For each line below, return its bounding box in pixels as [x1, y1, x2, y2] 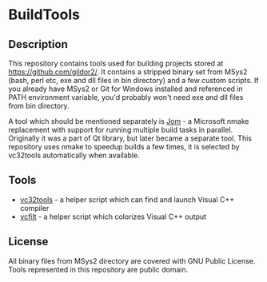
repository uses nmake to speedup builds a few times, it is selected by [8, 142, 240, 151]
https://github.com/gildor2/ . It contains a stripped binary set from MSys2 [8, 67, 248, 77]
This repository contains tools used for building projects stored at [8, 58, 224, 68]
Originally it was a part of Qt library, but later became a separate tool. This [8, 133, 252, 143]
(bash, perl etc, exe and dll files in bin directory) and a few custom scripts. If [8, 76, 259, 85]
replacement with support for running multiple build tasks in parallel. [8, 125, 233, 134]
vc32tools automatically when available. [8, 150, 140, 160]
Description [8, 38, 68, 51]
